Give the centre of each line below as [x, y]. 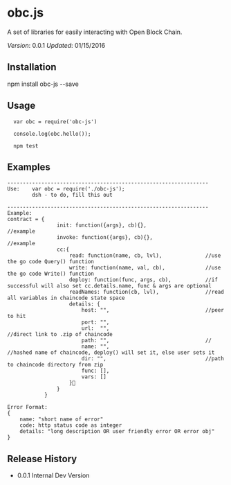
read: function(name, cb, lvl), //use [145, 256]
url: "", [95, 328]
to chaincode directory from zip [55, 365]
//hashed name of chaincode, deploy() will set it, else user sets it [111, 353]
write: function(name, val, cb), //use [145, 268]
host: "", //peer [153, 310]
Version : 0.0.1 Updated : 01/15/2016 [56, 45]
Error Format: [28, 407]
